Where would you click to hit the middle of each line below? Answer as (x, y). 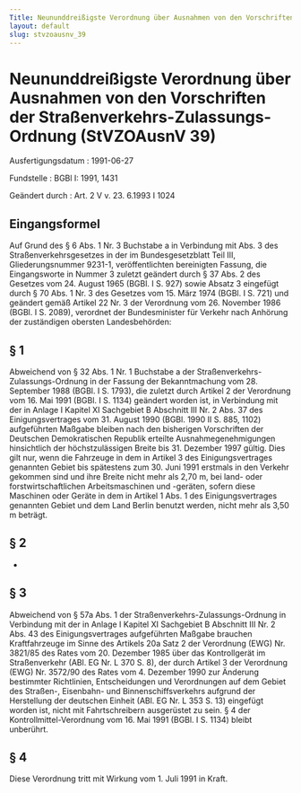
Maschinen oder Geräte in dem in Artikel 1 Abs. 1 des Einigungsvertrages (143, 496)
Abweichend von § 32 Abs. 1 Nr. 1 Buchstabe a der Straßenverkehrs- (136, 371)
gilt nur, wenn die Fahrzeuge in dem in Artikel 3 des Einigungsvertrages (141, 457)
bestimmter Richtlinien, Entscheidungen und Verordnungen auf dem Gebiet (148, 681)
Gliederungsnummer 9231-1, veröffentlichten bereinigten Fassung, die (138, 265)
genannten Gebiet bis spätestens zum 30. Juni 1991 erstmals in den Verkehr (149, 467)
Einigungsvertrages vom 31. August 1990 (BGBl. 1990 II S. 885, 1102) (135, 419)
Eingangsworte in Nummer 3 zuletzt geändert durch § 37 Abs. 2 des (135, 274)
